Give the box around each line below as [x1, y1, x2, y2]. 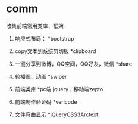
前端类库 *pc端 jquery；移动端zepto [14, 85, 103, 92]
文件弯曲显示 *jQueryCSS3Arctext [14, 111, 98, 118]
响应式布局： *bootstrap [14, 35, 74, 42]
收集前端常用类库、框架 [6, 22, 64, 29]
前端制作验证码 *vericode [14, 98, 77, 106]
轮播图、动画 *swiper [14, 73, 67, 80]
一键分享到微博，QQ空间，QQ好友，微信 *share [14, 60, 133, 67]
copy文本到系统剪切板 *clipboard [14, 47, 96, 55]
